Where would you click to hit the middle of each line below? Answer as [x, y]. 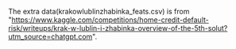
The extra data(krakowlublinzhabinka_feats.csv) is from [99, 11]
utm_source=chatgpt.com [50, 36]
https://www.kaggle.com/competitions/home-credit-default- [110, 20]
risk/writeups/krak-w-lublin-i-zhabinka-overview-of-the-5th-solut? [118, 28]
